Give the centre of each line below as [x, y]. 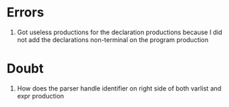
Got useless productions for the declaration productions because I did [119, 32]
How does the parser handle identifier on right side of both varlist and [119, 88]
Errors [25, 12]
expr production [41, 96]
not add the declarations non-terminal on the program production [113, 39]
